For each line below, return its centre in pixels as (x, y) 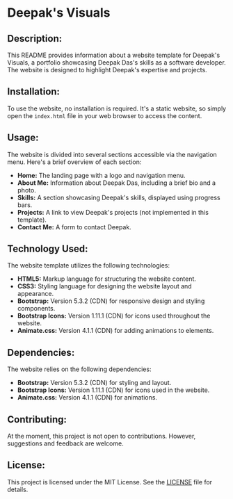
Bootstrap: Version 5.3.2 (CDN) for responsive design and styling (111, 301)
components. (36, 309)
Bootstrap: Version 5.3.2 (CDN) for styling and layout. (94, 383)
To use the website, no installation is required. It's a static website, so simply (117, 108)
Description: (35, 39)
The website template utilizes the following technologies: (89, 265)
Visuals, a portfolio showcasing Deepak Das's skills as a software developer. (116, 63)
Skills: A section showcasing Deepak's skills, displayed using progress (119, 197)
